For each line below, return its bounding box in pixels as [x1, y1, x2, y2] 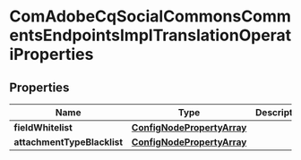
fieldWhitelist [13, 122, 73, 133]
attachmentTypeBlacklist [13, 136, 124, 148]
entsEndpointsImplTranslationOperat [9, 25, 292, 46]
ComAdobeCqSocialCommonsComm [9, 6, 291, 27]
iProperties [9, 45, 94, 64]
